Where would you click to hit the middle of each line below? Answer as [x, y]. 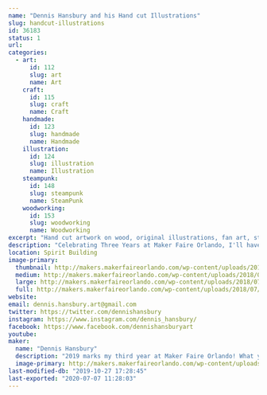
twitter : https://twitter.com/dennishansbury [85, 311]
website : [23, 297]
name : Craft [49, 112]
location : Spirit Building [53, 252]
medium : [28, 275]
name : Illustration [61, 171]
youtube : [23, 334]
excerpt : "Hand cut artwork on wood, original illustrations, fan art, [129, 238]
